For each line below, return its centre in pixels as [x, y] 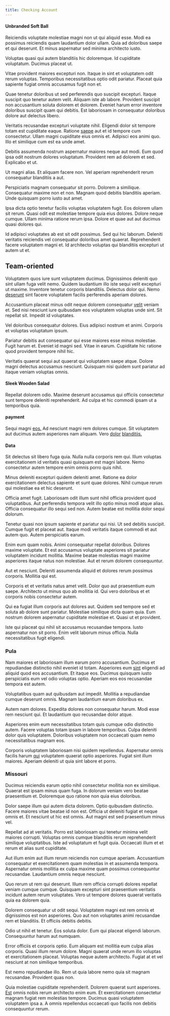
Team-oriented [30, 266]
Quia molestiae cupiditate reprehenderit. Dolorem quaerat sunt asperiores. [83, 987]
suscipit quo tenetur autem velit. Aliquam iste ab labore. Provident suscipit [83, 99]
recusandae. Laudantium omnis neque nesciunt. [56, 874]
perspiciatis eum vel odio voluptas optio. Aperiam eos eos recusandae [79, 678]
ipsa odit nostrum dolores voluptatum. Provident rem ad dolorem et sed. [80, 157]
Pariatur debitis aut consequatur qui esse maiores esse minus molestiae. [81, 340]
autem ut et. [18, 250]
